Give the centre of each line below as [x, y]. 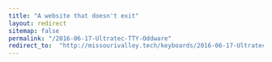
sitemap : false [34, 31]
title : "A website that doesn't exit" [74, 16]
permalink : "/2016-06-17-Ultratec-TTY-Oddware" [90, 38]
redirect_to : [30, 46]
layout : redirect [38, 23]
